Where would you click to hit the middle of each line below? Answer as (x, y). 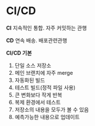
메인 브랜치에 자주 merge (44, 72)
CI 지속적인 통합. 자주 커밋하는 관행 (47, 28)
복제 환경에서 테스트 (37, 102)
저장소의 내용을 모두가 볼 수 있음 (52, 110)
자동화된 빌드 (30, 80)
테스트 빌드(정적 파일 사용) (45, 87)
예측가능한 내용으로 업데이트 (47, 117)
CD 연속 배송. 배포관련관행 (37, 40)
